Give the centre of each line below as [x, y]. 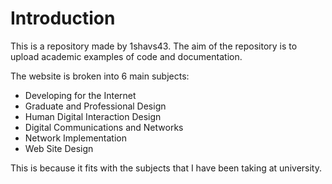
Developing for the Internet [80, 95]
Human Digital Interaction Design [93, 116]
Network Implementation [75, 138]
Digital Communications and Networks [104, 127]
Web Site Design [59, 148]
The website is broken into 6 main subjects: [100, 76]
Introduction [63, 18]
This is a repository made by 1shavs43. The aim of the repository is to [154, 46]
